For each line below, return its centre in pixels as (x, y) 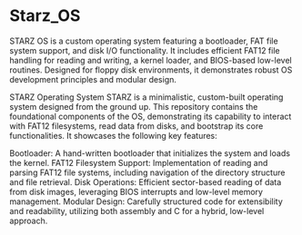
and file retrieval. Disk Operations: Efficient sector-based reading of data (146, 181)
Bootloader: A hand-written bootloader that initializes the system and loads (150, 153)
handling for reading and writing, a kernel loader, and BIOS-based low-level (151, 60)
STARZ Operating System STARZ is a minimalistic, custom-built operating (146, 97)
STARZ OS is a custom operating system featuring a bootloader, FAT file (144, 41)
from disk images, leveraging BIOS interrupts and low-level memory (136, 191)
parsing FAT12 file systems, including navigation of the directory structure (147, 172)
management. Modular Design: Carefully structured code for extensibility (146, 201)
